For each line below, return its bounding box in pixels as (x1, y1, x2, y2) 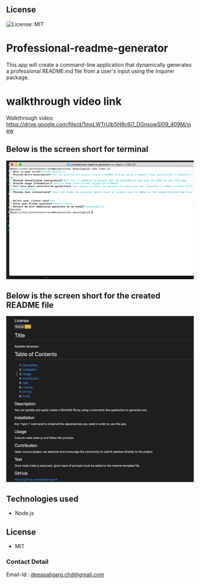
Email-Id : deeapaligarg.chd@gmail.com (6, 571, 104, 578)
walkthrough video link (6, 95, 122, 108)
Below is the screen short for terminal (6, 144, 149, 154)
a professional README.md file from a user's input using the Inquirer (6, 67, 174, 74)
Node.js (14, 510, 35, 517)
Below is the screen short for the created (6, 291, 161, 301)
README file (6, 300, 54, 310)
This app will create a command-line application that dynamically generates (6, 61, 192, 68)
